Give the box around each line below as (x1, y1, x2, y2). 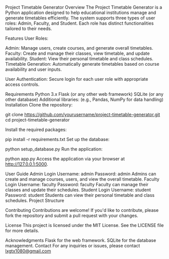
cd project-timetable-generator (5, 117, 70, 122)
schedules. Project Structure (5, 198, 64, 203)
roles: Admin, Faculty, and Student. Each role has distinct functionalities (5, 20, 154, 26)
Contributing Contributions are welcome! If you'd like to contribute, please (5, 207, 159, 213)
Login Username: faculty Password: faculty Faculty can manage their (5, 182, 149, 187)
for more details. (5, 228, 39, 233)
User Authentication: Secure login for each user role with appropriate (5, 76, 148, 82)
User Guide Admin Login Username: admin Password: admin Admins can (5, 171, 156, 177)
